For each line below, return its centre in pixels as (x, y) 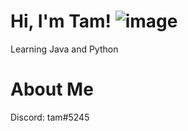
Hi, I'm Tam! (61, 21)
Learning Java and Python (64, 49)
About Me (52, 89)
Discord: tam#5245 (50, 117)
